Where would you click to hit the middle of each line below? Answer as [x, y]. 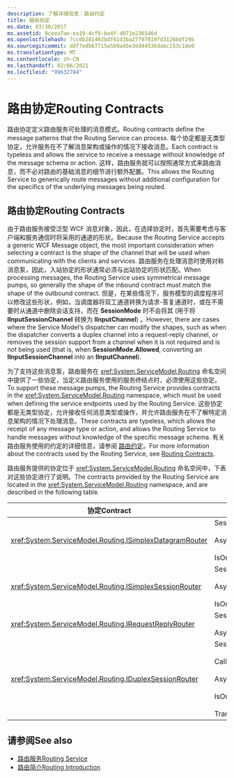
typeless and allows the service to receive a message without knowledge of [116, 155]
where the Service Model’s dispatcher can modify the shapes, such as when [117, 327]
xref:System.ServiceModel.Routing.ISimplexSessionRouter [106, 587]
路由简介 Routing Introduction [59, 768]
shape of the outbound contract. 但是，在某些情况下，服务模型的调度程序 [112, 293]
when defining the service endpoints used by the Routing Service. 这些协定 [115, 404]
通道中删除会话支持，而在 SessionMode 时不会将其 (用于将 [110, 311]
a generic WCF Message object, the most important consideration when [111, 246]
